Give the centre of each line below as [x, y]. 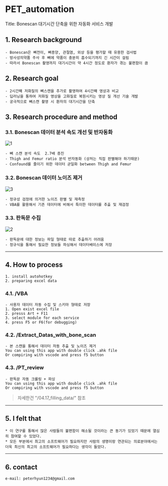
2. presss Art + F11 [27, 313]
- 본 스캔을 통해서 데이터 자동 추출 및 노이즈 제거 [51, 346]
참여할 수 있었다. [26, 436]
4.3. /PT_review [24, 368]
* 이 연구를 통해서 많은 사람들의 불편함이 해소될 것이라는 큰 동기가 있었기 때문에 [78, 431]
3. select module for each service [42, 318]
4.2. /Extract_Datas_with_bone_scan [51, 335]
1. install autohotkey [29, 276]
